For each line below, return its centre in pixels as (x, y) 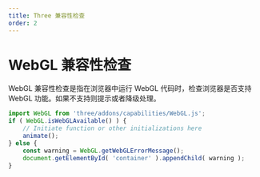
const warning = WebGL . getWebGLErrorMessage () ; (103, 151)
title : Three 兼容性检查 (47, 16)
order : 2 (23, 23)
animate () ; (41, 136)
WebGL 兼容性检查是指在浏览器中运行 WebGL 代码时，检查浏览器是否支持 (130, 88)
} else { (23, 143)
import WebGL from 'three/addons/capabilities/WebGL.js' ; (107, 114)
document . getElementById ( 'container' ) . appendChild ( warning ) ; (134, 158)
